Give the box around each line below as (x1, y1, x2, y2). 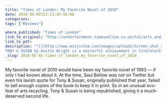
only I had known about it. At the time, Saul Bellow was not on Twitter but (5, 72, 155, 78)
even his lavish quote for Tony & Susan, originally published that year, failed (5, 77, 160, 83)
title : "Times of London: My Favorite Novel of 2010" (5, 7, 119, 12)
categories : (5, 16, 30, 21)
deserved (5, 93, 25, 99)
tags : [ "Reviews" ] (5, 21, 43, 26)
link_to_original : (5, 35, 43, 40)
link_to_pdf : (5, 39, 32, 45)
